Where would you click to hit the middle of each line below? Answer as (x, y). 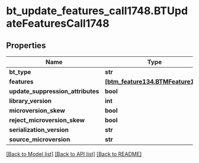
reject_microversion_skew (47, 120)
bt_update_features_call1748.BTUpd (97, 11)
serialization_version (39, 130)
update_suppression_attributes (54, 91)
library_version (31, 101)
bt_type (20, 72)
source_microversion (40, 139)
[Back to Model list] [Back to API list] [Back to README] (74, 154)
